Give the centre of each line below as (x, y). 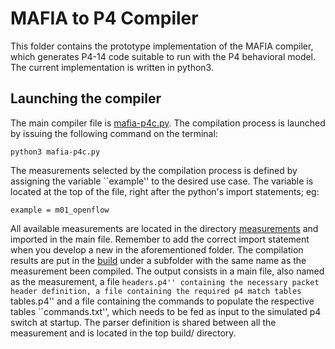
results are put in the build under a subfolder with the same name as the (158, 260)
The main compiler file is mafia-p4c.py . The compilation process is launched (168, 123)
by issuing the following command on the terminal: (114, 133)
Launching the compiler (86, 98)
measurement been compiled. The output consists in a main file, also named (167, 271)
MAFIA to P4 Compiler (104, 18)
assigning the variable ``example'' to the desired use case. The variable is (162, 181)
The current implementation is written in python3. (112, 67)
